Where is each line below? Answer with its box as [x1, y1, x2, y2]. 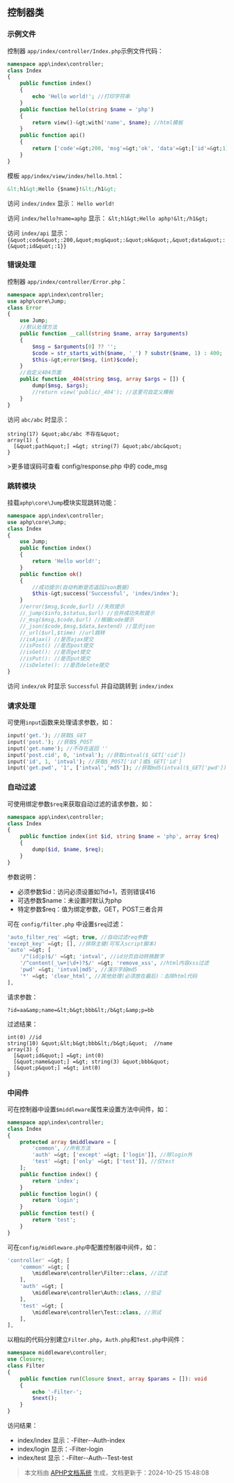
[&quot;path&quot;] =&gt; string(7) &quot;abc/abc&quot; [13, 442, 182, 449]
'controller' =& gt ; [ [7, 1257, 70, 1264]
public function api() [19, 132, 86, 139]
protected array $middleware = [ [19, 1138, 117, 1145]
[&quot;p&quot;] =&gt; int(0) [13, 1064, 101, 1071]
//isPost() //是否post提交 [19, 642, 94, 649]
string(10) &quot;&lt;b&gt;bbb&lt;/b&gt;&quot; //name [7, 1040, 173, 1047]
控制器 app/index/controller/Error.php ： [7, 277, 127, 285]
